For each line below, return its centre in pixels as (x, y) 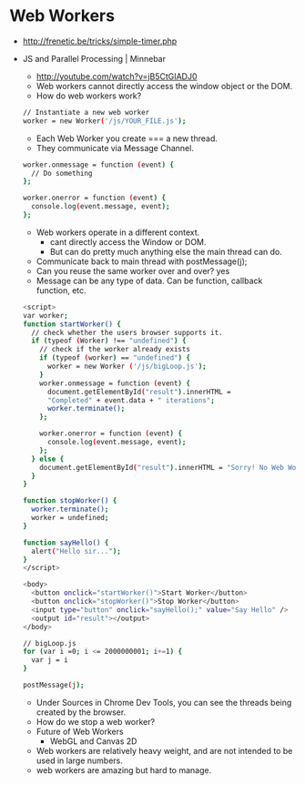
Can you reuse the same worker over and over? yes (133, 270)
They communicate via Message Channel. (115, 148)
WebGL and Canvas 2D (93, 741)
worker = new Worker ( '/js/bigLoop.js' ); (127, 367)
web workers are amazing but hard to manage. (124, 770)
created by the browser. (81, 712)
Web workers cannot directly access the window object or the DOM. (164, 86)
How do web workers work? (89, 96)
